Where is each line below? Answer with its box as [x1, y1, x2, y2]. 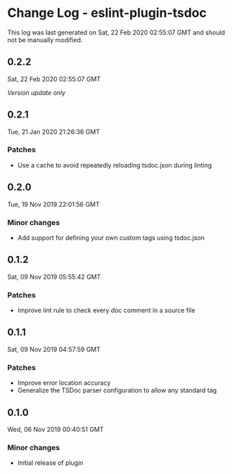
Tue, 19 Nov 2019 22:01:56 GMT [7, 200, 100, 208]
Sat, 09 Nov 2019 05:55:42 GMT [7, 272, 101, 281]
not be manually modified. [7, 35, 83, 44]
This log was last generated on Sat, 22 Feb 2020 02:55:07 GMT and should [7, 28, 226, 37]
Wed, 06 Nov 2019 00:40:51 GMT [7, 425, 104, 433]
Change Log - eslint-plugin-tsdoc [7, 5, 207, 21]
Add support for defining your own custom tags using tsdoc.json [17, 233, 205, 242]
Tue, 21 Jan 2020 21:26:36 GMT [7, 127, 101, 136]
